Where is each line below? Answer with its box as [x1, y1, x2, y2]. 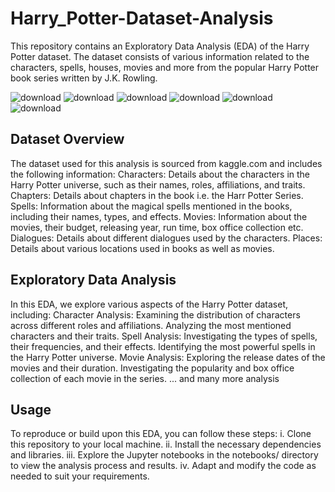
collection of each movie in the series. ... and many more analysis [10, 372, 280, 384]
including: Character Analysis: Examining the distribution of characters [10, 308, 301, 321]
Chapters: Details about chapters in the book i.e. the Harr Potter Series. [10, 189, 304, 201]
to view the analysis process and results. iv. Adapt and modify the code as [10, 460, 317, 472]
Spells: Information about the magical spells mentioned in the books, [10, 200, 293, 212]
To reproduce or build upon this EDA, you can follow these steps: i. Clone [10, 428, 312, 440]
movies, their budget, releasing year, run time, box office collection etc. [10, 221, 304, 233]
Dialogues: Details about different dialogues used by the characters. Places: [10, 232, 323, 244]
